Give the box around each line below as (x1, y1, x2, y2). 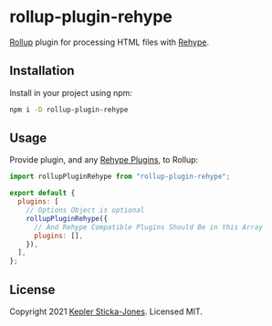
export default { (9, 189, 76, 198)
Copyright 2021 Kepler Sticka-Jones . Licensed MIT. (9, 306, 204, 317)
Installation (9, 63, 75, 79)
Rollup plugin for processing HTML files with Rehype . (9, 37, 210, 47)
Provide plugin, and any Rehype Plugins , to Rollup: (9, 154, 199, 165)
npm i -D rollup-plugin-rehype (9, 105, 129, 114)
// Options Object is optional (26, 205, 145, 216)
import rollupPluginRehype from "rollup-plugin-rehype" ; (9, 172, 231, 182)
